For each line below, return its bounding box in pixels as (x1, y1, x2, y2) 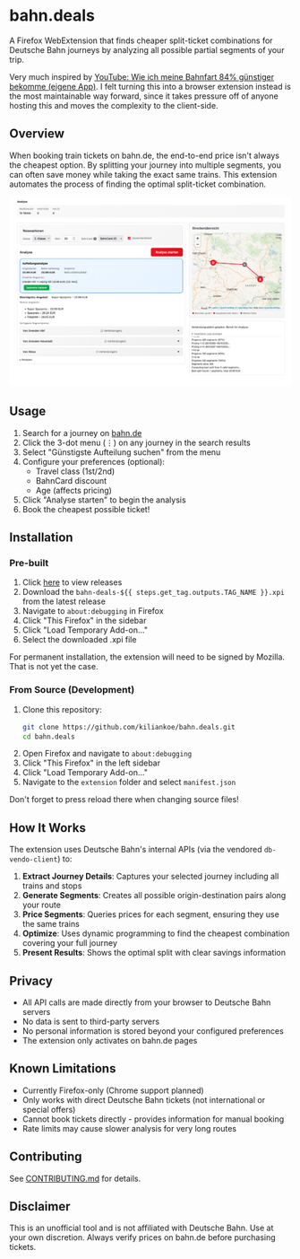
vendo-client (9, 855, 58, 864)
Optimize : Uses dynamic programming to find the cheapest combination (21, 928, 290, 939)
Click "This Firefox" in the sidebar (21, 616, 147, 626)
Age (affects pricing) (35, 485, 112, 495)
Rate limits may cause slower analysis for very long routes (21, 1123, 237, 1133)
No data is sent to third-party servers (21, 1016, 159, 1027)
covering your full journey (21, 938, 118, 949)
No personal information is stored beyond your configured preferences (21, 1026, 284, 1036)
